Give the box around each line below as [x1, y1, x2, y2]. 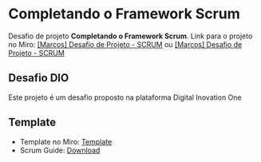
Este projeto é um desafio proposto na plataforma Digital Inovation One [8, 93, 242, 102]
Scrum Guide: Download [19, 145, 101, 155]
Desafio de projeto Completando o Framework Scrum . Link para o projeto [8, 31, 253, 41]
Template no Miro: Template [19, 136, 113, 146]
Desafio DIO [8, 71, 69, 85]
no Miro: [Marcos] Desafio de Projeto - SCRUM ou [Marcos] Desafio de [8, 39, 243, 49]
